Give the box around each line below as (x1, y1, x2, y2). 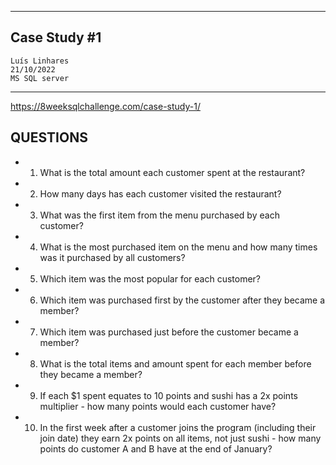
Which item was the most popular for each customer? (39, 272, 262, 285)
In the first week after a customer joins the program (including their (39, 421, 317, 433)
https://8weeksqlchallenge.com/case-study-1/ (10, 100, 201, 112)
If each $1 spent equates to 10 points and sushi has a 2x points (39, 389, 298, 401)
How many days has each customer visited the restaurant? (39, 187, 282, 200)
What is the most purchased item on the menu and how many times (39, 241, 318, 253)
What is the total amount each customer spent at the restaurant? (39, 166, 306, 178)
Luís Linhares (10, 56, 70, 66)
